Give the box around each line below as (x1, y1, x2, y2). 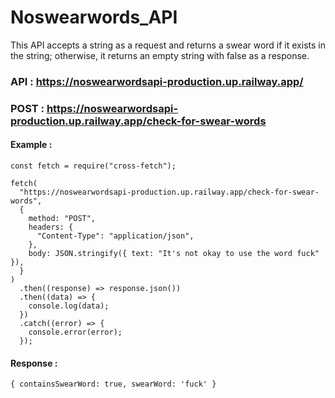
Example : (10, 139, 53, 151)
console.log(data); (28, 301, 110, 311)
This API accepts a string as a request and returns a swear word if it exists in (10, 39, 326, 51)
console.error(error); (28, 327, 123, 337)
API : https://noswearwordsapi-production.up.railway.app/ (10, 74, 304, 88)
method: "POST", (28, 213, 97, 223)
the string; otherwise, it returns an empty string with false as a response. (10, 49, 310, 61)
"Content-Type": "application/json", (36, 231, 195, 241)
